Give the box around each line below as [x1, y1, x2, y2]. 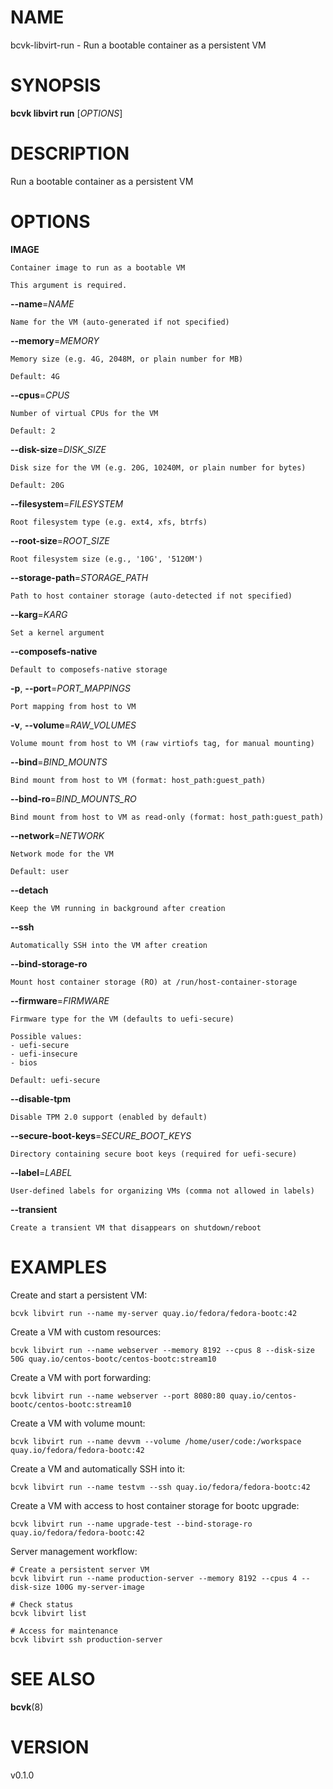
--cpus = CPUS [10, 389, 70, 401]
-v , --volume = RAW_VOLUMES [10, 719, 137, 731]
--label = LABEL [10, 1166, 73, 1178]
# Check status [10, 1599, 74, 1610]
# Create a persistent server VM [10, 1564, 150, 1575]
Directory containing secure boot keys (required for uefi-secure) [10, 1149, 298, 1159]
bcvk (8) [10, 1701, 44, 1713]
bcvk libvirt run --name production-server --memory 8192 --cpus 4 [10, 1573, 298, 1583]
